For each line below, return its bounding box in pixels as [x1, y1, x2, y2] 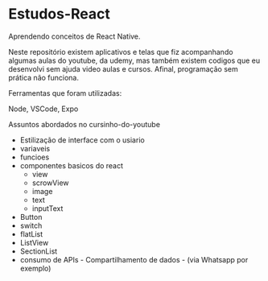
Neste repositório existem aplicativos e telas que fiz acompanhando [8, 47, 233, 56]
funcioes [19, 152, 50, 162]
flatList [19, 229, 43, 238]
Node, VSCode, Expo [8, 104, 79, 114]
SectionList [19, 246, 58, 256]
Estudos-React [8, 5, 110, 23]
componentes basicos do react [19, 160, 123, 170]
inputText [31, 203, 64, 213]
